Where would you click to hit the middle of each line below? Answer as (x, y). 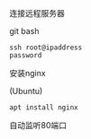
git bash (24, 31)
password (26, 56)
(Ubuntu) (26, 91)
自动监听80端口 (38, 125)
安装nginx (28, 73)
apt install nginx (44, 108)
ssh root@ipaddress (46, 48)
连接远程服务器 (37, 13)
